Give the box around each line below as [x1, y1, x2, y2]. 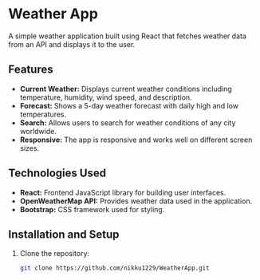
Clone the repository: [19, 249, 90, 258]
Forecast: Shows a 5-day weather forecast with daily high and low [19, 101, 239, 110]
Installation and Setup [8, 227, 120, 241]
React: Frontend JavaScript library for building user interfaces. [19, 187, 227, 197]
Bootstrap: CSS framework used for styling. [19, 204, 165, 214]
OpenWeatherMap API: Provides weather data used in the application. [19, 196, 253, 206]
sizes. [19, 143, 40, 152]
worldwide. [19, 126, 57, 136]
